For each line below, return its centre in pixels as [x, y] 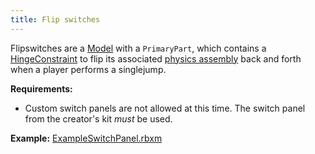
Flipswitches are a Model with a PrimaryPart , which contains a [138, 48]
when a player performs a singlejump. [88, 69]
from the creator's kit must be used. [98, 118]
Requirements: [41, 88]
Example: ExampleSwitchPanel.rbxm [86, 138]
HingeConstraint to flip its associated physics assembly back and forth [156, 58]
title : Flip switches [55, 19]
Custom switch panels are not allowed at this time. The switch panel [165, 108]
